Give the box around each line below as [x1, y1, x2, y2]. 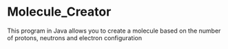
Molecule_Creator [7, 4, 112, 20]
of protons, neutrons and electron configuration [7, 33, 143, 42]
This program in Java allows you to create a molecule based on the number [7, 27, 221, 35]
